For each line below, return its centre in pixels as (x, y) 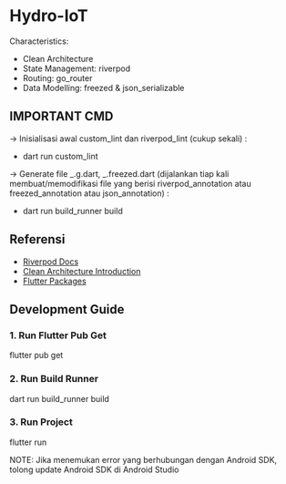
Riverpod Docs (51, 262)
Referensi (37, 239)
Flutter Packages (54, 281)
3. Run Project (41, 422)
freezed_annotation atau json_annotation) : (90, 193)
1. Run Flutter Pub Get (58, 335)
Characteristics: (39, 41)
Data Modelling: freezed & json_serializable (103, 88)
